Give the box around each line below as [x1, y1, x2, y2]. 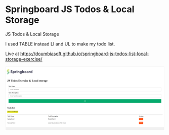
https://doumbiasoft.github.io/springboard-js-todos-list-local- [20, 51, 149, 57]
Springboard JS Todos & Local [5, 4, 135, 15]
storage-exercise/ [5, 56, 43, 62]
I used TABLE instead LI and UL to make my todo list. [5, 40, 115, 47]
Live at [5, 51, 19, 57]
